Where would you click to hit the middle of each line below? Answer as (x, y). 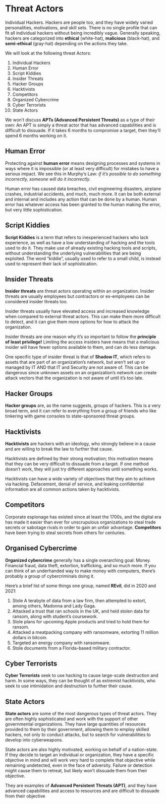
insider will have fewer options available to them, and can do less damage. (81, 347)
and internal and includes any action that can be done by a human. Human (81, 199)
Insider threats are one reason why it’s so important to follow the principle (81, 337)
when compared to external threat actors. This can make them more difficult (83, 317)
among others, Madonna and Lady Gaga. (54, 605)
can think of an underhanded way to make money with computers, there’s (80, 571)
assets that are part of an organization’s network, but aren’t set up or (75, 362)
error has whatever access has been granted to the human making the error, (83, 204)
